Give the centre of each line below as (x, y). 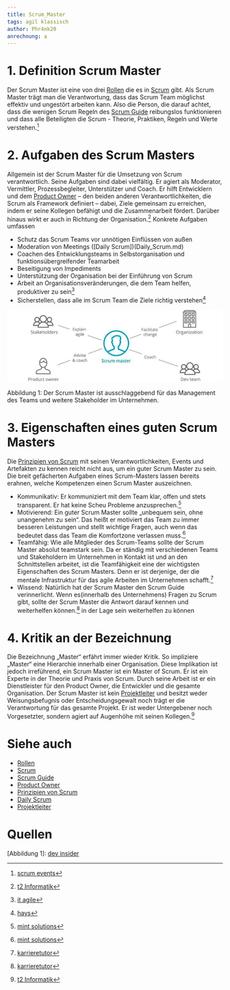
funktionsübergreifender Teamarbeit (68, 261)
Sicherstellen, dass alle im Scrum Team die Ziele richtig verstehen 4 (112, 300)
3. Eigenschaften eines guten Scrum (112, 428)
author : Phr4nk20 (32, 29)
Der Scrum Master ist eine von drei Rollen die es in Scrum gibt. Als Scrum (111, 90)
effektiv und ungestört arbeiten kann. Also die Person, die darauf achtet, (109, 105)
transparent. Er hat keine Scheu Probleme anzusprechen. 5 (99, 504)
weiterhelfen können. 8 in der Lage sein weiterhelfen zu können (106, 609)
